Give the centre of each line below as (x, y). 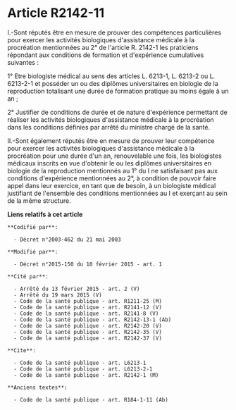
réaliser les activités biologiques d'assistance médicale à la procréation (111, 119)
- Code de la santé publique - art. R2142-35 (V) (88, 332)
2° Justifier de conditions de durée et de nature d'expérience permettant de (117, 112)
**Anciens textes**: (38, 387)
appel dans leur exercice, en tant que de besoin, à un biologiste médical (112, 185)
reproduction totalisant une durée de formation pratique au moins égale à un (118, 91)
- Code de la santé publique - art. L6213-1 (80, 363)
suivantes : (23, 62)
